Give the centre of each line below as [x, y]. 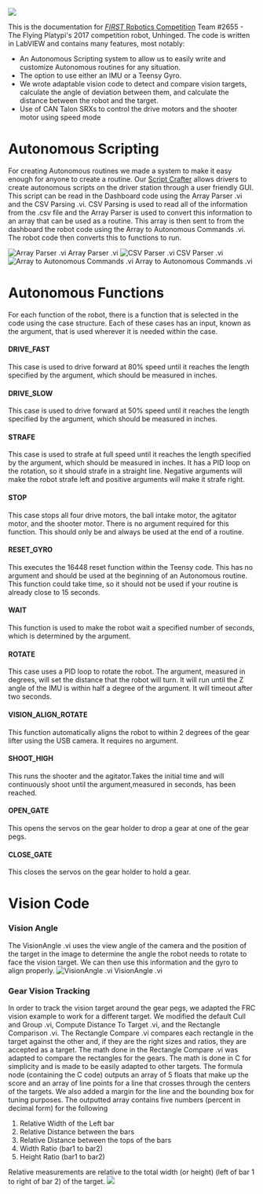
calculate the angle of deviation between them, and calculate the [124, 92]
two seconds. [30, 696]
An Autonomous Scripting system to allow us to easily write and [122, 59]
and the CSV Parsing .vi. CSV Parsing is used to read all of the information [128, 204]
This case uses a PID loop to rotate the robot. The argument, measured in [127, 671]
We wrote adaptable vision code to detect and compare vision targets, [133, 84]
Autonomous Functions [86, 293]
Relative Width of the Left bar [67, 1123]
